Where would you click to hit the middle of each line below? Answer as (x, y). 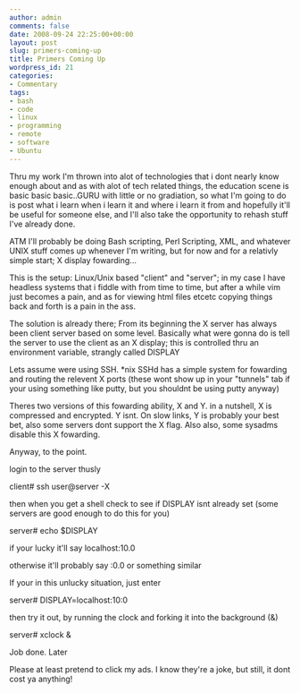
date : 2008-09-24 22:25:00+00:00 (71, 34)
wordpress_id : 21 (42, 68)
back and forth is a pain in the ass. (73, 306)
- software (29, 142)
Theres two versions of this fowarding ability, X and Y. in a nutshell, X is (141, 406)
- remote (25, 134)
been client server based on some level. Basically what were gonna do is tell (150, 333)
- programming (36, 126)
